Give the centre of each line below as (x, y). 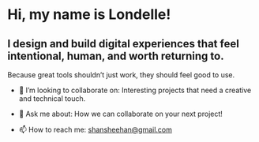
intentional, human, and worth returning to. (116, 56)
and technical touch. (52, 99)
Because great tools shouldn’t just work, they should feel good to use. (121, 75)
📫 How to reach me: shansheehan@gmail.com (96, 129)
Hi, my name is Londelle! (89, 15)
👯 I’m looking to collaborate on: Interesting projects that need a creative (135, 90)
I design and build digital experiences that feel (124, 44)
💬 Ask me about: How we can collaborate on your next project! (120, 114)
